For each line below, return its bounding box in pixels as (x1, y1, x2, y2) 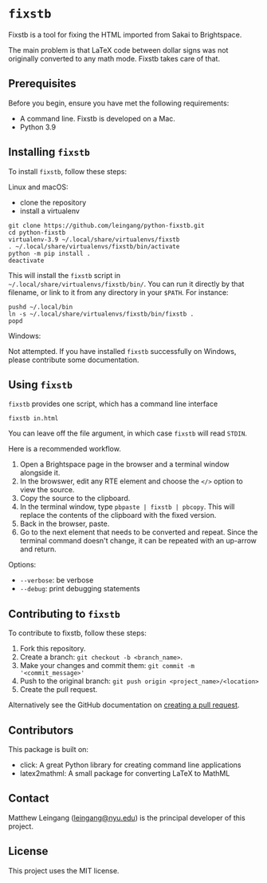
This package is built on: (8, 745, 89, 754)
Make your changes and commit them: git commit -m (19, 661, 195, 670)
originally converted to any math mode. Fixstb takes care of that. (8, 54, 221, 63)
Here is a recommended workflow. (8, 444, 121, 454)
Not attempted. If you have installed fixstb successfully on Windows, (8, 346, 237, 356)
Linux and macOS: (8, 182, 69, 192)
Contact (8, 792, 49, 805)
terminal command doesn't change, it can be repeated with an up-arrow (19, 536, 257, 546)
